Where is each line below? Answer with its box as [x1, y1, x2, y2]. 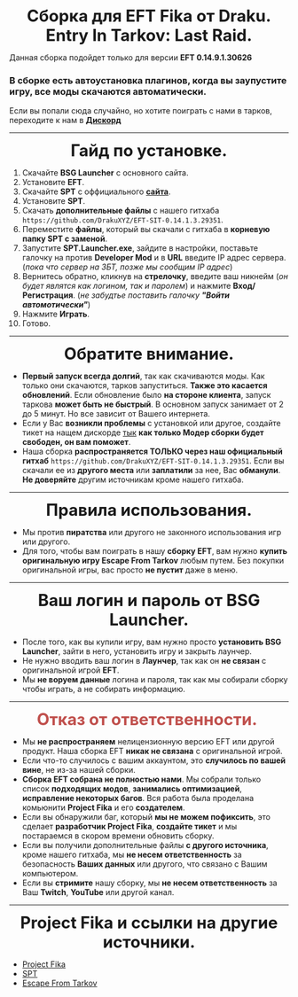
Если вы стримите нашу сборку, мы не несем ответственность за [21, 877, 278, 888]
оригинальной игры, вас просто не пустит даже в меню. [21, 565, 239, 575]
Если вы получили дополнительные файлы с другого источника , [21, 840, 269, 851]
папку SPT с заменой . [21, 233, 108, 245]
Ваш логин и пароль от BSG [37, 590, 261, 611]
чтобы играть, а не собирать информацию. [21, 684, 186, 695]
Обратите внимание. [63, 344, 235, 364]
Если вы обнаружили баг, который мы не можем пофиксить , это [21, 812, 271, 822]
